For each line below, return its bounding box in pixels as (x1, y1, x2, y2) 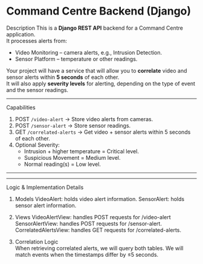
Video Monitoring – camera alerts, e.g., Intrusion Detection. (14, 48, 163, 56)
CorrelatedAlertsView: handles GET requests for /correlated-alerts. (14, 226, 182, 234)
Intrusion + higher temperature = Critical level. (24, 147, 139, 155)
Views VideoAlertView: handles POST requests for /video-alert (14, 213, 171, 220)
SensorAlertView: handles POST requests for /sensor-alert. (14, 220, 162, 227)
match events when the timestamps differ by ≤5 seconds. (14, 251, 159, 258)
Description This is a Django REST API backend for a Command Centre (6, 24, 183, 31)
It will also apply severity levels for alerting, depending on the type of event (6, 80, 195, 87)
